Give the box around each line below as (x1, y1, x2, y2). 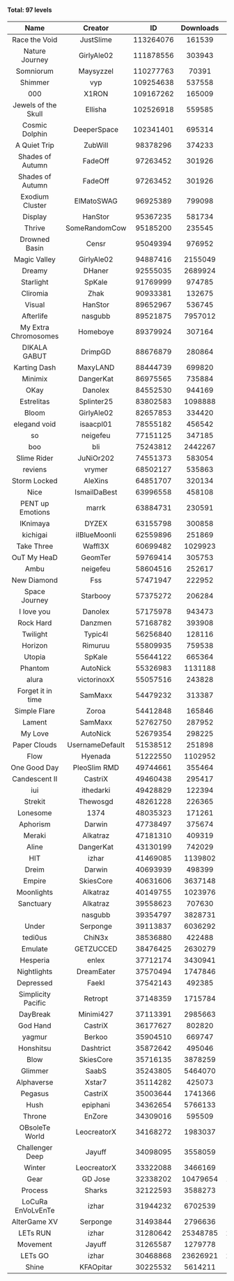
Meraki (23, 831, 47, 840)
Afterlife (22, 311, 48, 321)
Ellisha (85, 105, 107, 114)
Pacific (23, 998, 47, 1008)
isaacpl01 (79, 419, 113, 429)
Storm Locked (11, 476, 58, 486)
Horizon (22, 641, 48, 651)
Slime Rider (16, 453, 54, 463)
